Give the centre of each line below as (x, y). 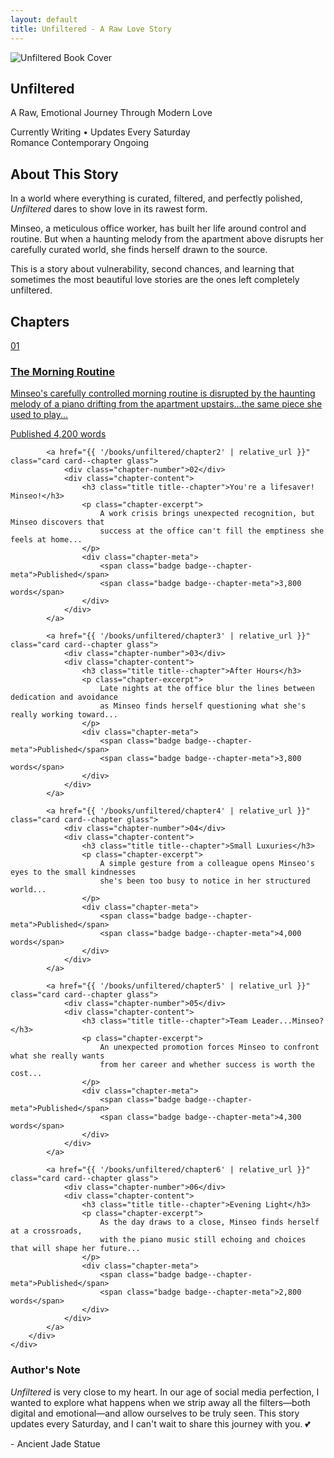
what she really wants (57, 1056)
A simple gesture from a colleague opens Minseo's (207, 864)
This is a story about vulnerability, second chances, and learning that (152, 269)
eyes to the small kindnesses (73, 872)
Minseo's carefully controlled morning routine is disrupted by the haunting (163, 393)
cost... (26, 1074)
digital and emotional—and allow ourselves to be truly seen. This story (155, 1413)
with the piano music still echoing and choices (203, 1240)
